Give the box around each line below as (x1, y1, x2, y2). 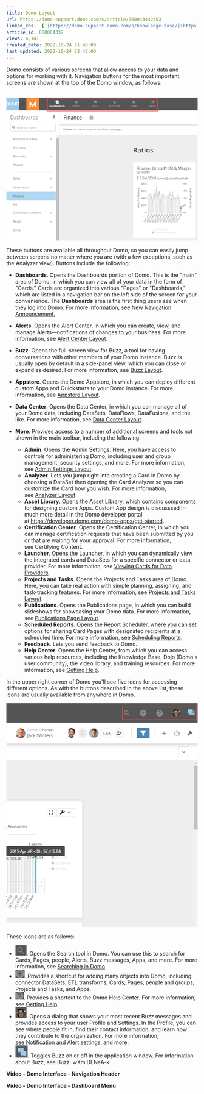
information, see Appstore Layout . (15, 391, 101, 399)
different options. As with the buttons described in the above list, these (6, 685, 184, 692)
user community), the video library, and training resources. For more (24, 660, 195, 667)
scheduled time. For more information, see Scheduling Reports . (24, 634, 183, 642)
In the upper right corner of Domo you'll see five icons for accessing (6, 678, 177, 685)
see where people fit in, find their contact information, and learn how (15, 1025, 187, 1033)
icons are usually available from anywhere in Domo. (6, 691, 135, 698)
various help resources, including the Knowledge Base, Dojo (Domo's (24, 653, 198, 661)
